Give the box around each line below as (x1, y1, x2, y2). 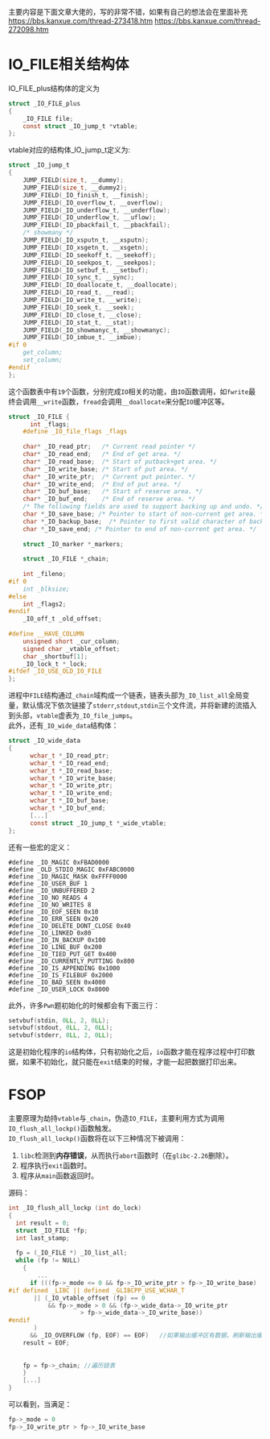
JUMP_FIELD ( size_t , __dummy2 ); (22, 184, 128, 192)
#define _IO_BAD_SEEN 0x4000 (8, 978, 106, 986)
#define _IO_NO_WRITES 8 (8, 901, 92, 909)
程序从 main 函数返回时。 (19, 1171, 99, 1180)
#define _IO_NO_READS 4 (8, 894, 88, 902)
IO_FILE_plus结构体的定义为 (8, 83, 100, 93)
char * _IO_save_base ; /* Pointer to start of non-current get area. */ (22, 510, 268, 518)
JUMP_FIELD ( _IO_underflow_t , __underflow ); (22, 206, 171, 214)
